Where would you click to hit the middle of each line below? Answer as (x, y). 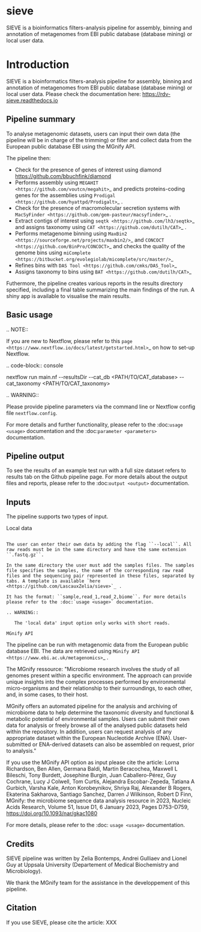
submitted (19, 744)
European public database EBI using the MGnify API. (71, 146)
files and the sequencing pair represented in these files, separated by (100, 576)
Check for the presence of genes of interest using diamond (88, 170)
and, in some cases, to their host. (47, 695)
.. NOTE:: (17, 329)
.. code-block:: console (35, 365)
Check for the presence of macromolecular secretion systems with (97, 208)
